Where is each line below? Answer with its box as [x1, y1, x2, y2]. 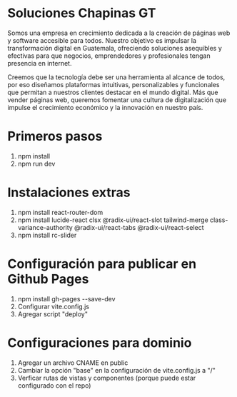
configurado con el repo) [17, 381, 91, 390]
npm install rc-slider [17, 231, 77, 239]
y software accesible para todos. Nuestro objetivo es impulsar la [7, 36, 197, 44]
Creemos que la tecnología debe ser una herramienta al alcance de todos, [7, 73, 226, 81]
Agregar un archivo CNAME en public [17, 358, 128, 367]
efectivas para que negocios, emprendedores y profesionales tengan [7, 51, 211, 60]
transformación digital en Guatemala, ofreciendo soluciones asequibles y [7, 44, 223, 52]
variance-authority [17, 223, 73, 231]
